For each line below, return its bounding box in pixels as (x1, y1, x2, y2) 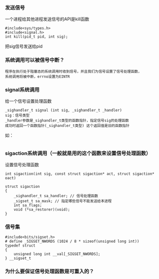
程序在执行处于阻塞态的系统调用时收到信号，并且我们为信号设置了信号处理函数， (5, 69, 142, 74)
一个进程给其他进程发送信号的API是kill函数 (5, 16, 89, 22)
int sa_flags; (14, 203, 42, 208)
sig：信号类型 (5, 113, 30, 118)
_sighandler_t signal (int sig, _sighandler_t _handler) (5, 108, 122, 112)
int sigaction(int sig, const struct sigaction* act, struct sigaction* (5, 171, 155, 176)
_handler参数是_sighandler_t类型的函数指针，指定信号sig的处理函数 (5, 118, 129, 123)
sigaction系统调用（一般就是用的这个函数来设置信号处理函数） (5, 150, 151, 156)
